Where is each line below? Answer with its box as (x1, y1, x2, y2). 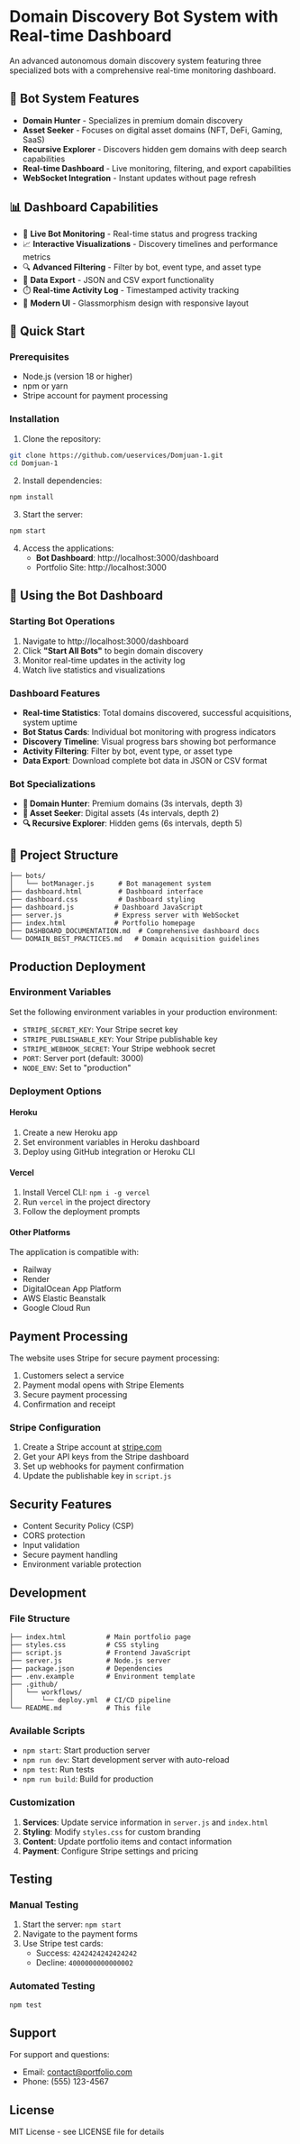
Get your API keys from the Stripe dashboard (22, 1452, 189, 1462)
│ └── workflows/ (9, 1688, 83, 1697)
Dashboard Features (9, 687, 101, 700)
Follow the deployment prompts (22, 1206, 141, 1217)
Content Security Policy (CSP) (22, 1521, 134, 1532)
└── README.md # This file (9, 1703, 151, 1712)
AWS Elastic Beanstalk (22, 1293, 106, 1304)
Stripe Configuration (9, 1422, 102, 1434)
